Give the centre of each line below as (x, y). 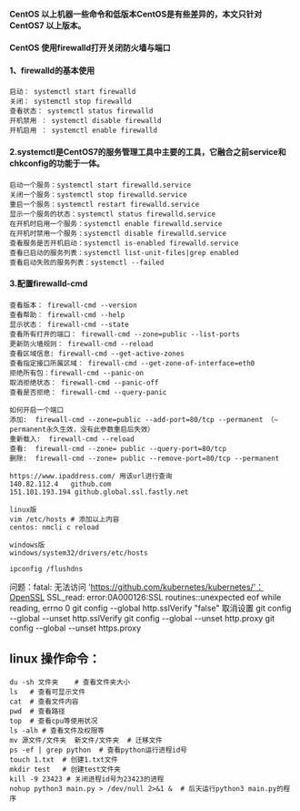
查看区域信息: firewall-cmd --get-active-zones (97, 354)
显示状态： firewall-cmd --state (69, 324)
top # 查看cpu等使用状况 (54, 721)
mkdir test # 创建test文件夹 (65, 769)
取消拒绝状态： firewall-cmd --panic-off (84, 383)
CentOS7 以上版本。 (48, 25)
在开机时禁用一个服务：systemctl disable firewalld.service (118, 233)
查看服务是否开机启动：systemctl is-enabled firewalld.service (124, 243)
